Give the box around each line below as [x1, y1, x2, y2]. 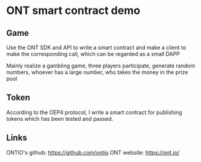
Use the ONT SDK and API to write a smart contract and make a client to [6, 44, 186, 51]
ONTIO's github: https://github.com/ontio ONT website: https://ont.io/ [6, 149, 180, 156]
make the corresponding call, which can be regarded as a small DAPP [6, 50, 180, 58]
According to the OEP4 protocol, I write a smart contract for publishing [6, 109, 183, 116]
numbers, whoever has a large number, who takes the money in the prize [6, 69, 188, 76]
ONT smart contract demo [6, 4, 140, 18]
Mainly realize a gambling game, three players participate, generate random [6, 62, 196, 69]
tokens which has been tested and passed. [6, 115, 113, 122]
